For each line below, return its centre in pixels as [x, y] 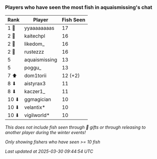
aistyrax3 [35, 83]
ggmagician [38, 99]
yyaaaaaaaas [39, 28]
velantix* [35, 107]
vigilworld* [37, 115]
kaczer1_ [35, 92]
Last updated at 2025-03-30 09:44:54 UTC [49, 151]
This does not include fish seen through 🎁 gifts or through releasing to [76, 127]
